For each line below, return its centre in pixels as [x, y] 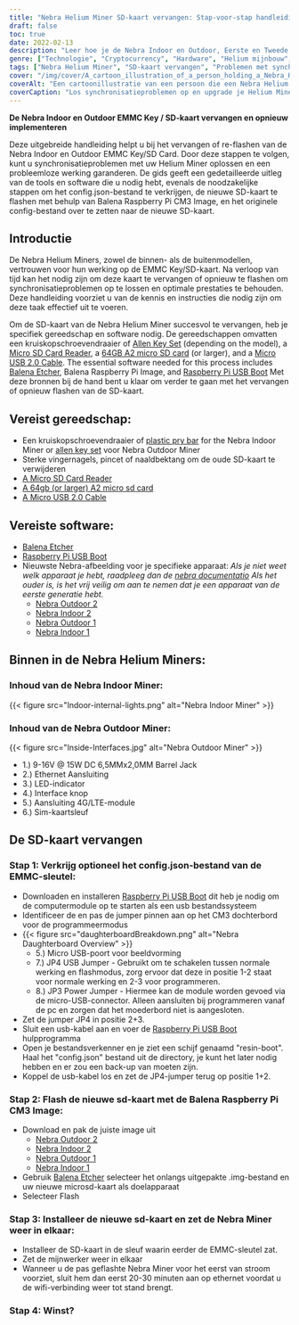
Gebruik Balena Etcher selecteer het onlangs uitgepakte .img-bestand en [156, 1177]
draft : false [33, 26]
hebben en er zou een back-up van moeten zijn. [110, 1066]
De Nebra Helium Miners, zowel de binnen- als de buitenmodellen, [131, 260]
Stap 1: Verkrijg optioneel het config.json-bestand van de [136, 866]
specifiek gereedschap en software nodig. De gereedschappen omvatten [143, 334]
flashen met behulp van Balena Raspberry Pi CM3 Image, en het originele [144, 201]
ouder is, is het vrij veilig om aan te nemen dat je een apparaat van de [151, 584]
